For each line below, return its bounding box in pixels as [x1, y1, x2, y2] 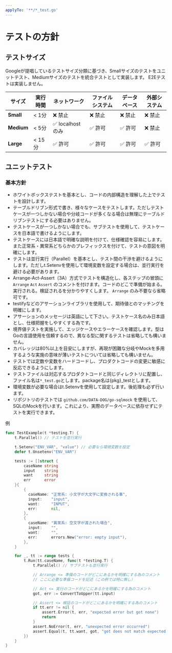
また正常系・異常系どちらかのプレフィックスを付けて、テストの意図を [12, 243, 161, 249]
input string [24, 468, 58, 473]
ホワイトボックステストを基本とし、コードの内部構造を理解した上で [12, 192, 157, 198]
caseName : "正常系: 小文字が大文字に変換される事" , [28, 492, 128, 497]
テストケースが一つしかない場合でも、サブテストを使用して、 [12, 224, 142, 230]
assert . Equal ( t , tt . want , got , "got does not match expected [32, 628, 166, 634]
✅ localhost [53, 120, 81, 127]
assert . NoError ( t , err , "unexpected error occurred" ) [32, 624, 150, 629]
